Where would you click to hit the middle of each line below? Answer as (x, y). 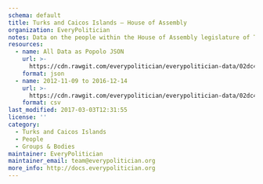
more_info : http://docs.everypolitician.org (82, 168)
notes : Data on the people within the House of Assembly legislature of (129, 37)
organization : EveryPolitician (59, 30)
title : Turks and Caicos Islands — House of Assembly (98, 23)
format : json (43, 74)
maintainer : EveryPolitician (56, 153)
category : (24, 124)
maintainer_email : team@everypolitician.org (82, 161)
